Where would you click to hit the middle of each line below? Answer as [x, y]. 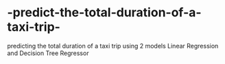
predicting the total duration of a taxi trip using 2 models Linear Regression [113, 46]
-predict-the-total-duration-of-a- [104, 13]
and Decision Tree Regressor [48, 53]
